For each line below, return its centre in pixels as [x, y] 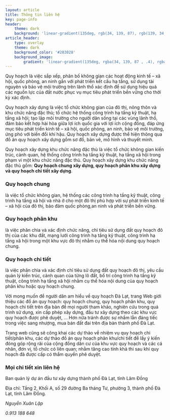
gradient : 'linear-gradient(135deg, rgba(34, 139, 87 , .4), [89, 62]
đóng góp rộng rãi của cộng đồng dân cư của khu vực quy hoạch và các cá [84, 344]
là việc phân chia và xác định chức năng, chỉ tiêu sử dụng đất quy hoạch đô [84, 230]
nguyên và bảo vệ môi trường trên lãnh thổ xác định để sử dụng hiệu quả [81, 87]
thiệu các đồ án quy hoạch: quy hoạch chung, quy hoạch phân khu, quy [80, 302]
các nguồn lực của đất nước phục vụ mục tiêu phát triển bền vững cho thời [83, 92]
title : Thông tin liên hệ [32, 15]
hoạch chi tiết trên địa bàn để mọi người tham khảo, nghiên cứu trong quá [82, 307]
